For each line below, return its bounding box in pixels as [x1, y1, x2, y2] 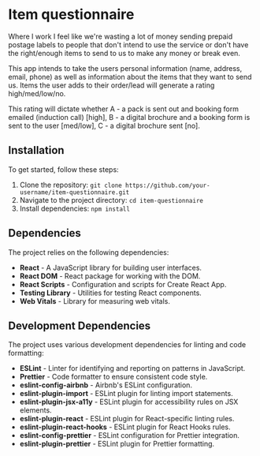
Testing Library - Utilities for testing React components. [19, 288, 202, 297]
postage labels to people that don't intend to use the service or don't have [8, 39, 249, 49]
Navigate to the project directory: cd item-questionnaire [19, 195, 203, 204]
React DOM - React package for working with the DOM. [19, 271, 201, 281]
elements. [19, 406, 53, 415]
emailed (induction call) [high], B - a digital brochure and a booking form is [8, 112, 251, 121]
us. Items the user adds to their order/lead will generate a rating [8, 80, 215, 90]
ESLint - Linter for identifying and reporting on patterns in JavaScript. [19, 364, 246, 373]
